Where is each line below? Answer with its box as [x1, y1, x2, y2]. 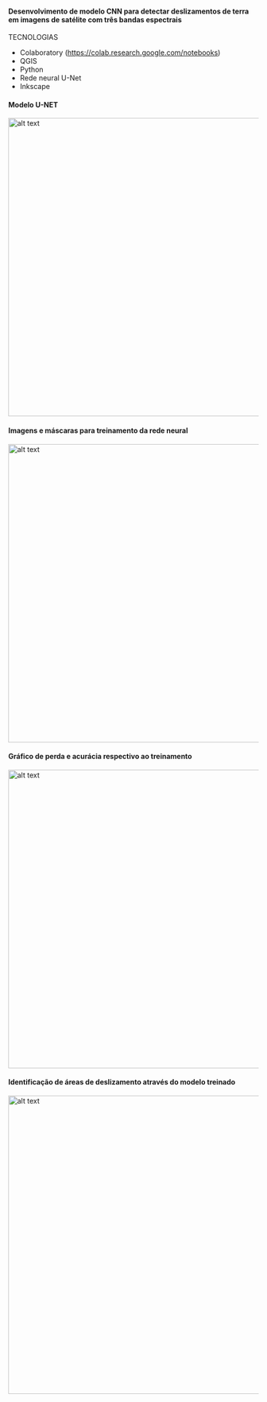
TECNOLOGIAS [8, 33, 59, 42]
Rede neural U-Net [19, 73, 82, 83]
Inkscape [19, 82, 50, 92]
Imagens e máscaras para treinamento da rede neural [8, 426, 188, 435]
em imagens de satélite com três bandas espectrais [8, 14, 182, 24]
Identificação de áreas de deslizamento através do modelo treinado [8, 1077, 236, 1087]
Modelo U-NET [8, 99, 58, 109]
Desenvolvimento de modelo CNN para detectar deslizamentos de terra [8, 6, 250, 16]
